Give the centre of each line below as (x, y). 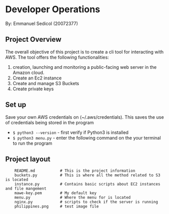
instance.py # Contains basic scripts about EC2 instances (87, 184)
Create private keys (33, 89)
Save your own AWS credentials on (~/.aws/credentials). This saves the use (85, 117)
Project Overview (33, 39)
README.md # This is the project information (75, 171)
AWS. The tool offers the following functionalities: (57, 57)
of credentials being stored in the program (50, 122)
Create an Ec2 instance (37, 78)
